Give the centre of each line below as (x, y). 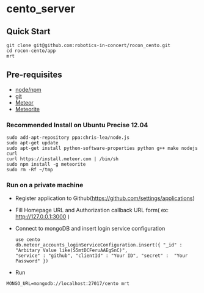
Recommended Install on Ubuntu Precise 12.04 (77, 125)
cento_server (41, 9)
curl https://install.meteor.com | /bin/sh (63, 159)
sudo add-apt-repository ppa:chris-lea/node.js (68, 138)
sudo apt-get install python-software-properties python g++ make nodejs (102, 149)
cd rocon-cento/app (31, 51)
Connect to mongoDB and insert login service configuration (90, 229)
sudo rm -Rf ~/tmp (30, 170)
